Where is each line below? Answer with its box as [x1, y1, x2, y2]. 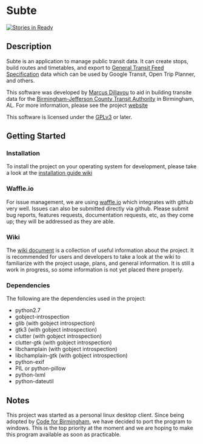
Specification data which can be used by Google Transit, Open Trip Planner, [6, 70, 196, 78]
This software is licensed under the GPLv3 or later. [6, 113, 132, 120]
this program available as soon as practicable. [6, 431, 121, 438]
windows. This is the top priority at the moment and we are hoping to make [6, 425, 193, 432]
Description [6, 41, 52, 52]
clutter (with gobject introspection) [15, 332, 102, 340]
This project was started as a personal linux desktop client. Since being [6, 411, 185, 419]
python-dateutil [15, 378, 54, 385]
